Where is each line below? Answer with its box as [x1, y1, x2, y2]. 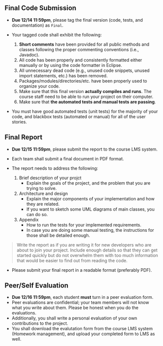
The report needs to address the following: [11, 165, 99, 171]
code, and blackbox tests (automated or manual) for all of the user [11, 113, 146, 120]
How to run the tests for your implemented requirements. [26, 221, 142, 228]
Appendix [19, 217, 39, 222]
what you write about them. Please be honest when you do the [11, 305, 138, 311]
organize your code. [19, 83, 60, 89]
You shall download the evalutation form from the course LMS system [11, 326, 153, 332]
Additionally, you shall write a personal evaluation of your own [11, 315, 137, 321]
